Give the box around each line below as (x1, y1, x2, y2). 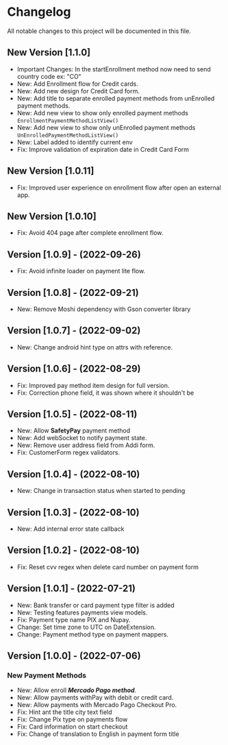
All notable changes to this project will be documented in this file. (7, 27, 192, 35)
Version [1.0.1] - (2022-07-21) (7, 583, 136, 595)
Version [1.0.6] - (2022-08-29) (7, 363, 142, 375)
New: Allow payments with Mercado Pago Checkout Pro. (16, 701, 177, 709)
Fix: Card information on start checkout (16, 722, 128, 731)
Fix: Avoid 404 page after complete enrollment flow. (16, 229, 164, 237)
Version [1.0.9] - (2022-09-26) (7, 249, 142, 260)
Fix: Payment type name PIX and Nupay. (16, 615, 131, 623)
